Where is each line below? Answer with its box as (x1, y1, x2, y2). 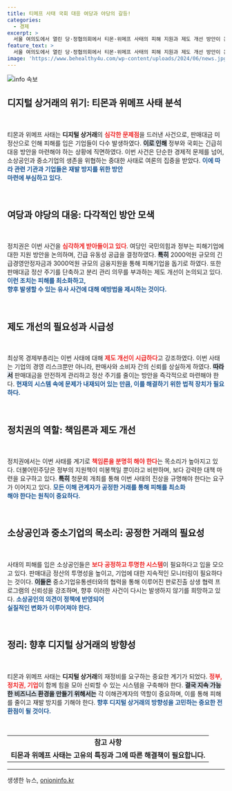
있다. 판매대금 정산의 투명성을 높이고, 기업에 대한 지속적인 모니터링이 (14, 568, 199, 577)
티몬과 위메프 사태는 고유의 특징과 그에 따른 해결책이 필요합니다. (10, 750, 206, 760)
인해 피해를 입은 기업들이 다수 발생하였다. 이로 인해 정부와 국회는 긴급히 (30, 139, 222, 147)
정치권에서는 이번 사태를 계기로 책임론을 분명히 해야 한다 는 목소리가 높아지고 (7, 457, 211, 465)
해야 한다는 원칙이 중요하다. (7, 492, 81, 500)
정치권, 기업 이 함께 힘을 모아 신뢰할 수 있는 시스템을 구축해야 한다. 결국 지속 (7, 680, 209, 689)
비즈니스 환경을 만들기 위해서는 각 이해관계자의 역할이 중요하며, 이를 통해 (14, 689, 209, 698)
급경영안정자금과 (7, 259, 52, 268)
